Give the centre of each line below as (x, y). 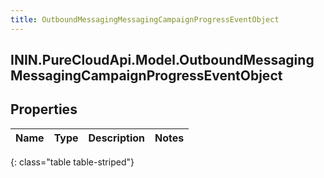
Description (116, 138)
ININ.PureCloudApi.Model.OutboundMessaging (162, 60)
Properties (44, 109)
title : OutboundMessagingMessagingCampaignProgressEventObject (145, 19)
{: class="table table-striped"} (72, 162)
